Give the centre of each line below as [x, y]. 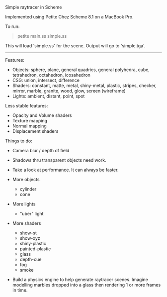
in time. [20, 290]
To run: [12, 26]
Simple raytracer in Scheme [34, 7]
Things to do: [19, 141]
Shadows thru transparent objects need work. [59, 160]
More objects [26, 179]
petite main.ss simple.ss [42, 36]
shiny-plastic [33, 244]
